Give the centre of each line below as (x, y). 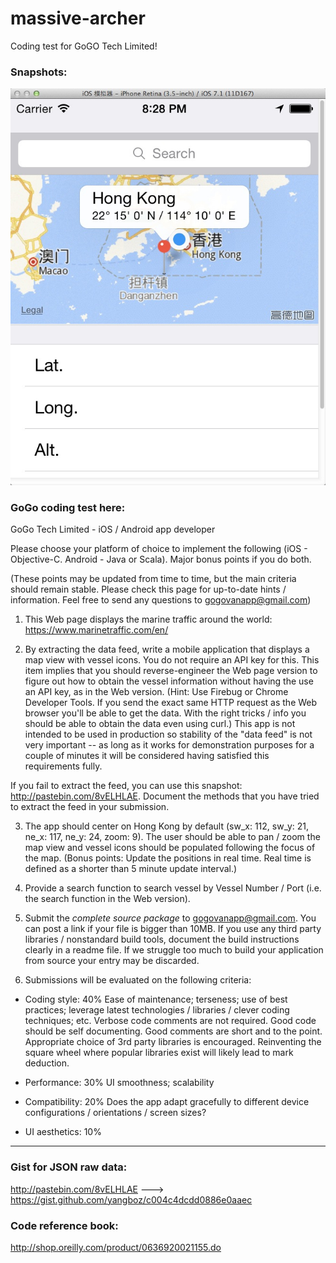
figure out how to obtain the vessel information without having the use (169, 681)
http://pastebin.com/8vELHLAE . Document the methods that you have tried (165, 796)
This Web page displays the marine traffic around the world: (148, 619)
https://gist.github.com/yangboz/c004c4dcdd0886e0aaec (131, 1199)
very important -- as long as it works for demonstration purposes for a (169, 745)
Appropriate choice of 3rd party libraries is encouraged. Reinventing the (173, 1042)
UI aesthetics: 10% (63, 1132)
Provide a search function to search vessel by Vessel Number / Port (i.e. (173, 888)
